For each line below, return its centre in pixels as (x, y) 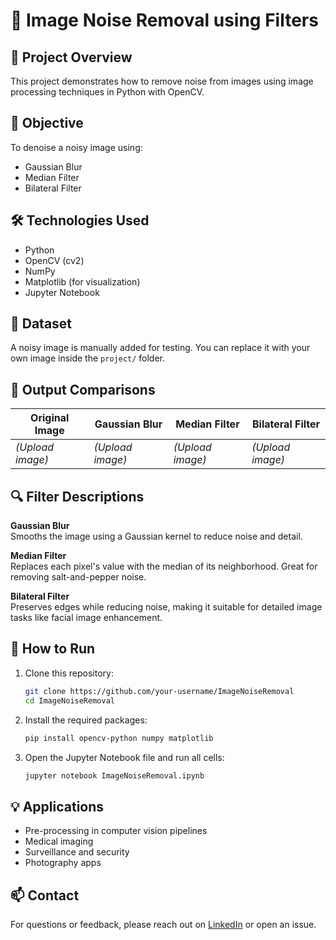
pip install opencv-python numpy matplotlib (119, 738)
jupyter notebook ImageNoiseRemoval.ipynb (114, 775)
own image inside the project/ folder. (88, 358)
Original (50, 418)
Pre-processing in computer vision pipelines (116, 831)
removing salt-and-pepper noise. (78, 577)
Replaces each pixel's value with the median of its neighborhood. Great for (164, 566)
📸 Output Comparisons (83, 389)
